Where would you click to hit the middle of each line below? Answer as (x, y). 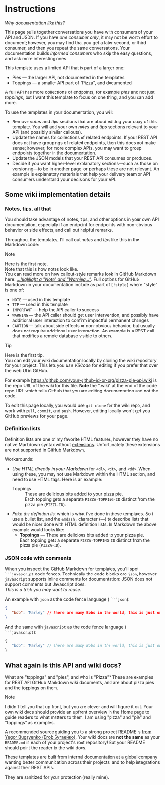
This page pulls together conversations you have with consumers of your (79, 32)
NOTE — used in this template (41, 299)
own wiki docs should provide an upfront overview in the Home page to (77, 712)
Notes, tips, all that (28, 209)
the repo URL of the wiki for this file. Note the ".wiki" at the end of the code (81, 385)
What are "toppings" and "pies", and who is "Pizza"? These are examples (79, 677)
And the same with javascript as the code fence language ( (66, 627)
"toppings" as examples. (30, 723)
